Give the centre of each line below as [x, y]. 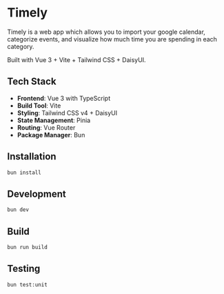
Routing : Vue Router [46, 127]
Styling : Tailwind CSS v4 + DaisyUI [67, 112]
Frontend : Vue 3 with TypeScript [64, 98]
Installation [32, 157]
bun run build [28, 247]
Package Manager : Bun [51, 135]
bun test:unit [28, 284]
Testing [24, 269]
